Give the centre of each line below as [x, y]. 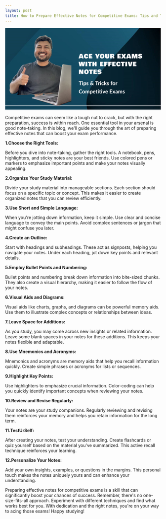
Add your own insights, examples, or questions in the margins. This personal [83, 470]
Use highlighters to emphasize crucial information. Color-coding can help [80, 385]
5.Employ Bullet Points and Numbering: [46, 267]
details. [13, 258]
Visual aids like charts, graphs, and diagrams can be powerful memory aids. [82, 307]
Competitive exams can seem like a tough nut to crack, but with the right [79, 117]
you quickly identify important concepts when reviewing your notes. [74, 391]
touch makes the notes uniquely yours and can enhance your [67, 475]
